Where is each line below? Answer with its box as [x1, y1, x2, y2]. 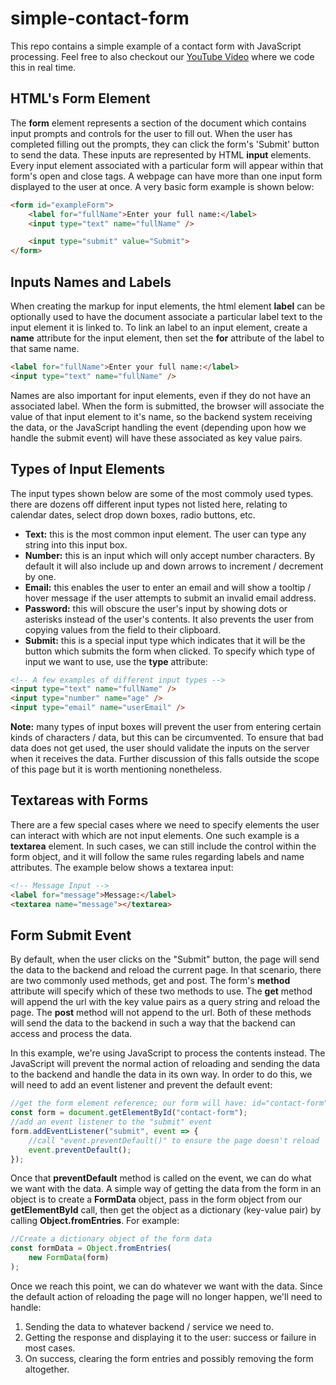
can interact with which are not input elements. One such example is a [10, 829, 300, 841]
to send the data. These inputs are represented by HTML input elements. [10, 148, 312, 161]
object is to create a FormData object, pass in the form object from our [10, 1193, 303, 1206]
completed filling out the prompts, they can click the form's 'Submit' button [10, 138, 320, 150]
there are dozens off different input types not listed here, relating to [10, 498, 288, 510]
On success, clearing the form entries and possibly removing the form [24, 1352, 314, 1364]
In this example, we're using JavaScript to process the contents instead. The [10, 1047, 326, 1059]
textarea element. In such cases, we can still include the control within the [10, 840, 317, 852]
